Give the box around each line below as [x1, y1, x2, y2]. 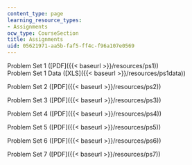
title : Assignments [7, 36, 64, 43]
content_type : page [7, 10, 64, 17]
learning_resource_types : [7, 17, 82, 24]
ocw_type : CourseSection [7, 29, 79, 37]
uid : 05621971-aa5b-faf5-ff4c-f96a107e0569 [7, 42, 135, 49]
